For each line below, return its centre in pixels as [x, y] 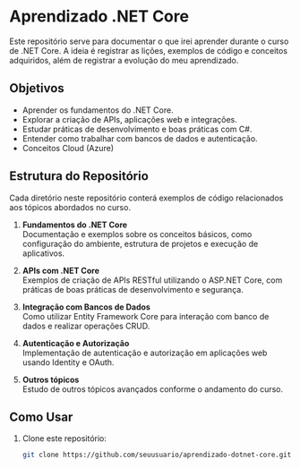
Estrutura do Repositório [79, 176]
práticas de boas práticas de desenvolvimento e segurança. [133, 289]
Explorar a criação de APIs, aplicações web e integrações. [129, 119]
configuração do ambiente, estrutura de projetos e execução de [140, 243]
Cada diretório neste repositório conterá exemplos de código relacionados [146, 198]
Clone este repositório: [64, 438]
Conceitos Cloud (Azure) [68, 148]
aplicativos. [43, 253]
